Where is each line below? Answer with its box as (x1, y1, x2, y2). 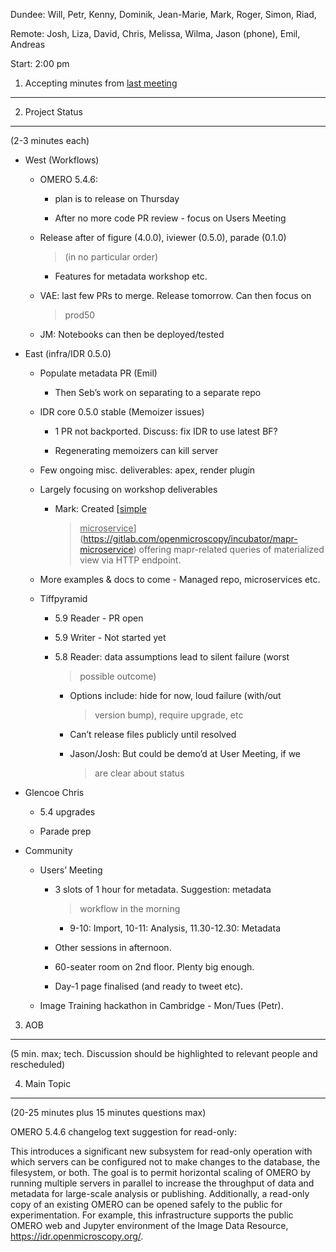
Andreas (10, 39, 46, 50)
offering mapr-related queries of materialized (138, 544, 325, 555)
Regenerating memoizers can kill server (54, 445, 219, 456)
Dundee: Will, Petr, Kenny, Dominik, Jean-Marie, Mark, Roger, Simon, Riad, (10, 9, 317, 20)
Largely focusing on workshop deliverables (39, 484, 218, 495)
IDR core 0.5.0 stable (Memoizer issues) (39, 406, 205, 418)
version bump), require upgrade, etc (94, 709, 244, 721)
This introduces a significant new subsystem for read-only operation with (10, 1145, 313, 1157)
